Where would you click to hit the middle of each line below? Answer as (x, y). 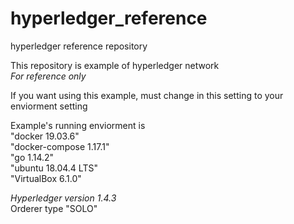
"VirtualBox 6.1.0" (46, 178)
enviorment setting (49, 106)
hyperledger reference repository (79, 46)
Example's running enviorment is (78, 125)
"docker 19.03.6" (45, 136)
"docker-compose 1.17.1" (60, 146)
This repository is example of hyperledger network (115, 65)
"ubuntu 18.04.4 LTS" (54, 168)
